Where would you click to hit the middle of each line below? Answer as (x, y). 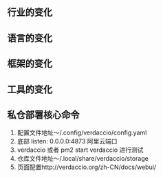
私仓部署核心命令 (43, 115)
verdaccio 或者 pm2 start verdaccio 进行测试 (80, 150)
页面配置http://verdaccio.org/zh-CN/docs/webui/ (87, 167)
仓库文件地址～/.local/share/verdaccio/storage (83, 159)
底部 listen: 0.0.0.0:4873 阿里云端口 (67, 141)
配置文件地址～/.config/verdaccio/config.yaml (82, 132)
